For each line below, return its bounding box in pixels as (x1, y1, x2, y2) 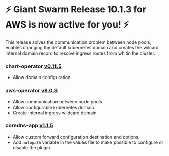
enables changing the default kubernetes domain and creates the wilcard (5, 44, 159, 50)
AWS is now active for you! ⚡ (5, 19, 129, 31)
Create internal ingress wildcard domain (12, 110, 97, 116)
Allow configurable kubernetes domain (12, 104, 94, 110)
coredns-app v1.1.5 (5, 122, 53, 129)
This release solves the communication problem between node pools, (5, 39, 152, 45)
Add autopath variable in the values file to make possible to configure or (12, 139, 164, 145)
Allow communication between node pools (12, 98, 102, 105)
